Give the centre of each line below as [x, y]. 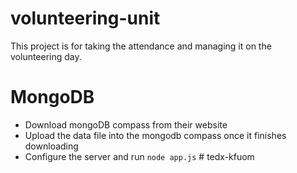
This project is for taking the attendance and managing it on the [141, 46]
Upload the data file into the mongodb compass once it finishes [155, 135]
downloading [51, 146]
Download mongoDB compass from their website [126, 124]
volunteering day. [46, 56]
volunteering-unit [85, 18]
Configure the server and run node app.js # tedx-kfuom [139, 156]
